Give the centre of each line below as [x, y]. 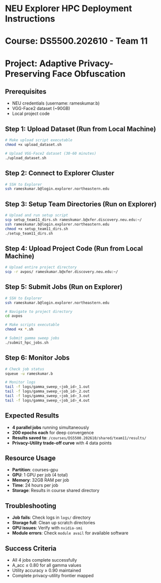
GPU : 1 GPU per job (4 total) [40, 475]
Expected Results [32, 416]
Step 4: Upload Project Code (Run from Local [74, 248]
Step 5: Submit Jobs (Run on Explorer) [64, 287]
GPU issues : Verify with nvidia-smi [47, 528]
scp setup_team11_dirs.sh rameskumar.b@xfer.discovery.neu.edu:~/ [73, 219]
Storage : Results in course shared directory [56, 491]
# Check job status [25, 369]
